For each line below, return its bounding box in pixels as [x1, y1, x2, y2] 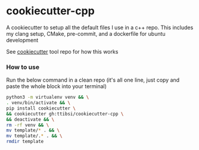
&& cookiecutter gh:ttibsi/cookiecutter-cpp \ [6, 111, 124, 117]
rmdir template [6, 139, 44, 145]
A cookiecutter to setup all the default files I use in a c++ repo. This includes [6, 24, 194, 31]
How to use [6, 62, 40, 71]
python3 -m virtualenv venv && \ [6, 94, 89, 101]
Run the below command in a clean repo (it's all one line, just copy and [6, 76, 180, 84]
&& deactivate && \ [6, 116, 55, 123]
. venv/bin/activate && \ [6, 100, 70, 106]
